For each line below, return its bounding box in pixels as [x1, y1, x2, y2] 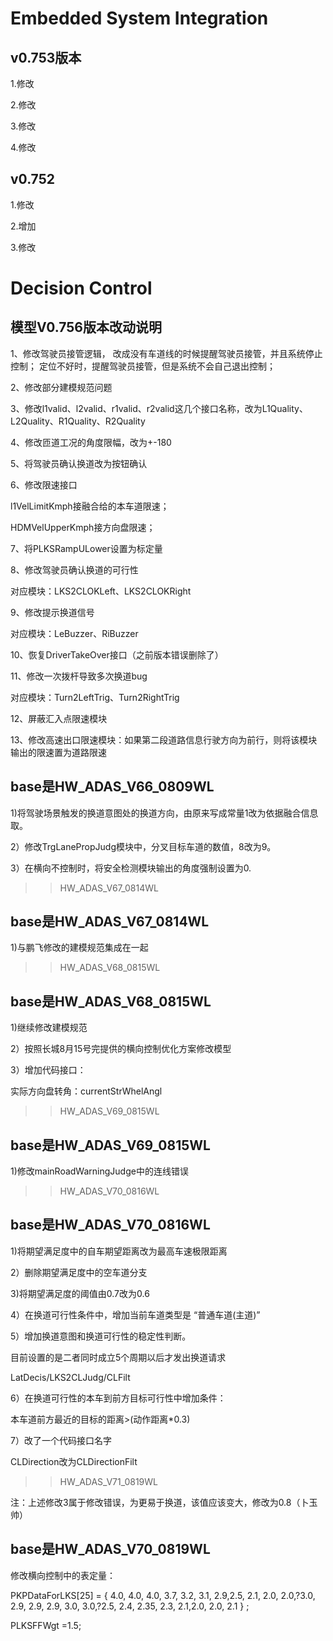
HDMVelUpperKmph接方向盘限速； [10, 521, 156, 533]
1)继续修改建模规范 [10, 1022, 88, 1034]
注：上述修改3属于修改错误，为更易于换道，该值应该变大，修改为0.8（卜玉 [10, 1496, 318, 1508]
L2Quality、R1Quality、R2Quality [10, 415, 146, 427]
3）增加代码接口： [10, 1064, 87, 1076]
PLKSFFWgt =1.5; [10, 1619, 82, 1631]
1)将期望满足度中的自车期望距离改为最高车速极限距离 [10, 1245, 228, 1257]
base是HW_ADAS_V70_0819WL [10, 1541, 211, 1558]
